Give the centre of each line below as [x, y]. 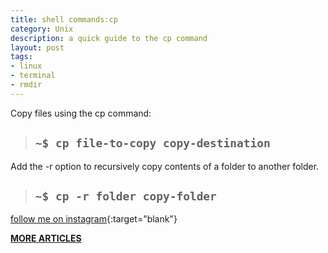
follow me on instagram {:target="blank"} [94, 219]
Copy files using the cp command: [81, 113]
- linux [26, 66]
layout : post [37, 47]
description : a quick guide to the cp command [109, 38]
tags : [21, 57]
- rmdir [26, 85]
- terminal [33, 76]
